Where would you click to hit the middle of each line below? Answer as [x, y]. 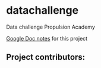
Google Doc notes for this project [47, 38]
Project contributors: [46, 57]
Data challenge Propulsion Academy [50, 27]
